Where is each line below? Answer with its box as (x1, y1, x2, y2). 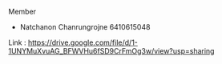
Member (8, 7, 37, 16)
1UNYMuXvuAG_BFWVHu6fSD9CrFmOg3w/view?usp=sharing (8, 46, 215, 55)
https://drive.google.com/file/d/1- (27, 38, 139, 47)
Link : (8, 38, 26, 47)
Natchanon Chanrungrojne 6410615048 (19, 22, 151, 31)
